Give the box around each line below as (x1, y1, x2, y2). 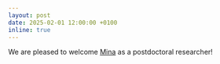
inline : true (8, 26, 51, 34)
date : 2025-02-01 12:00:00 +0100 (8, 19, 118, 27)
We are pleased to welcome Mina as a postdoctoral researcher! (8, 48, 214, 57)
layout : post (8, 11, 51, 20)
